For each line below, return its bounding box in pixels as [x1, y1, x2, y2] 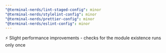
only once [5, 42, 26, 48]
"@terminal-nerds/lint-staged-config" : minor [5, 7, 101, 12]
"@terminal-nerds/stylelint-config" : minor [5, 12, 97, 17]
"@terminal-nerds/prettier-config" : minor [5, 16, 95, 21]
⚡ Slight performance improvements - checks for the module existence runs [5, 35, 161, 41]
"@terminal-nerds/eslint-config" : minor [5, 21, 91, 26]
